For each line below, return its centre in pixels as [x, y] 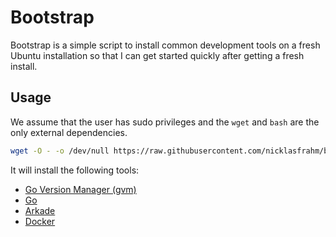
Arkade [40, 210]
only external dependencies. [69, 132]
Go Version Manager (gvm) [80, 189]
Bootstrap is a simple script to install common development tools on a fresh [165, 45]
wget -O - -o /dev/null [60, 151]
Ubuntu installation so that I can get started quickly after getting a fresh [157, 55]
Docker [40, 221]
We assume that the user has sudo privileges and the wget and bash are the [165, 122]
